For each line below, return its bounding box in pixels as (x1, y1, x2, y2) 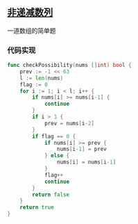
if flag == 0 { (32, 133, 76, 140)
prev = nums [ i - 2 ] (44, 120, 95, 127)
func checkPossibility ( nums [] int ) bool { (7, 62, 132, 69)
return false (32, 191, 70, 198)
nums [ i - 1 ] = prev (56, 145, 107, 153)
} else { (44, 152, 70, 159)
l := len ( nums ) (19, 74, 64, 81)
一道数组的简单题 (7, 26, 56, 35)
